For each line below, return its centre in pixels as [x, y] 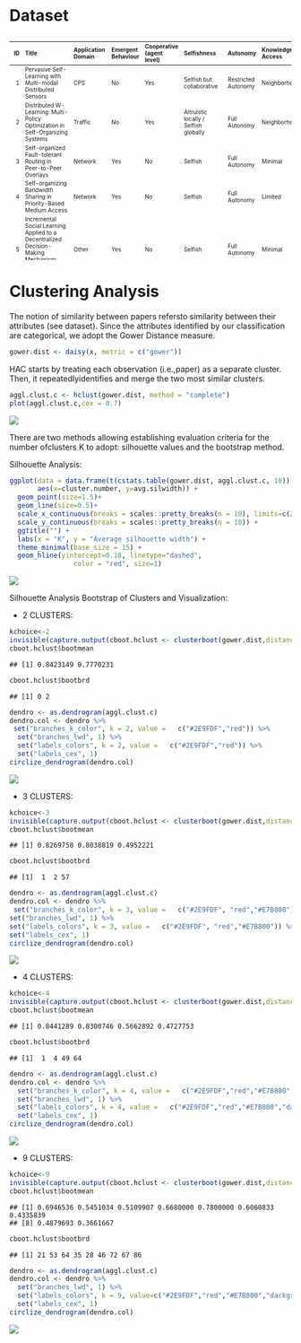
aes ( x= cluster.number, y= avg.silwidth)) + [118, 489]
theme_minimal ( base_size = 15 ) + [80, 547]
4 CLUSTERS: [47, 977]
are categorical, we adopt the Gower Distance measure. [112, 335]
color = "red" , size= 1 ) [118, 564]
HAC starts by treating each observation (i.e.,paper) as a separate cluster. [146, 369]
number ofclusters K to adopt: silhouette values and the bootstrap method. [147, 447]
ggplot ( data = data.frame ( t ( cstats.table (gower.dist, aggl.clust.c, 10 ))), [154, 481]
